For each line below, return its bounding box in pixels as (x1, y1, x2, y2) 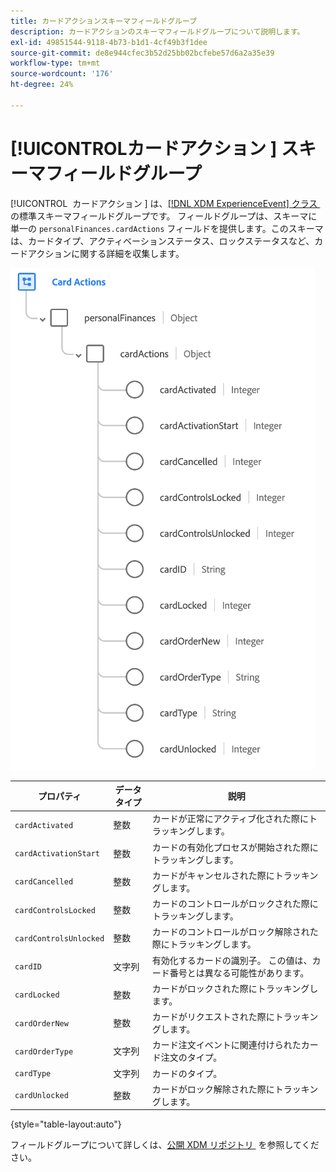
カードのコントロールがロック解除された (151, 926, 319, 938)
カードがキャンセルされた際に (151, 869, 275, 881)
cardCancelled (14, 877, 74, 887)
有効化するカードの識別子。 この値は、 (151, 954, 313, 966)
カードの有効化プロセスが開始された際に (151, 841, 319, 853)
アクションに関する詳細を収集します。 (27, 247, 185, 259)
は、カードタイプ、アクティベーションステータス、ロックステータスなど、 (10, 235, 315, 247)
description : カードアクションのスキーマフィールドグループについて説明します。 (10, 26, 305, 37)
